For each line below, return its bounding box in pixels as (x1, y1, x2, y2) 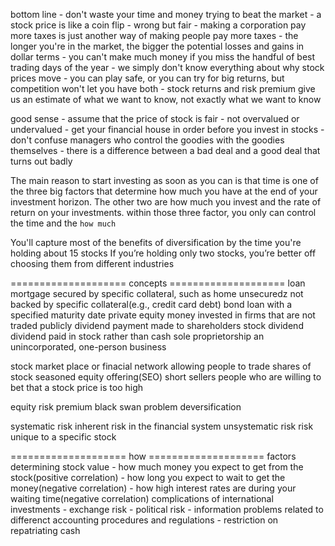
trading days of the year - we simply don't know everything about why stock (10, 62, 325, 73)
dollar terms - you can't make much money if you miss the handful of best (10, 51, 316, 63)
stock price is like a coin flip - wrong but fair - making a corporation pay (10, 19, 307, 31)
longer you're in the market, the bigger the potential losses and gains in (10, 40, 305, 52)
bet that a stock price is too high (10, 382, 144, 393)
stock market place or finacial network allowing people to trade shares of (10, 360, 312, 372)
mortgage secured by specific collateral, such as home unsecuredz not (10, 288, 304, 299)
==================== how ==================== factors (10, 450, 297, 462)
